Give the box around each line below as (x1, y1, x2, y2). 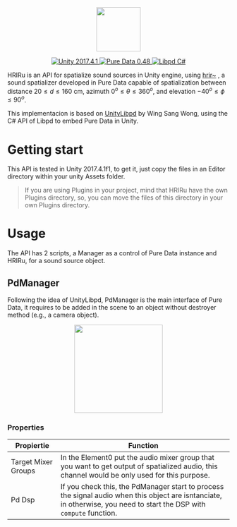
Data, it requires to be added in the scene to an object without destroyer (7, 303, 217, 311)
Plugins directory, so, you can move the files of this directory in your (24, 193, 224, 202)
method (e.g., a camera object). (7, 310, 99, 319)
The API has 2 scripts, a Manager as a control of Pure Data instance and (7, 249, 217, 258)
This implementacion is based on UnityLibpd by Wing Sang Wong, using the (7, 109, 228, 118)
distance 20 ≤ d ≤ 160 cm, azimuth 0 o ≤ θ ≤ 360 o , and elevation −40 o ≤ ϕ (7, 86, 225, 95)
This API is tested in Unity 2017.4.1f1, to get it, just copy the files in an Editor (7, 165, 226, 174)
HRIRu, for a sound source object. (7, 257, 106, 265)
